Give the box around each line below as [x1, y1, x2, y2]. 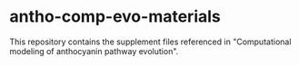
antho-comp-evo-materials [9, 6, 221, 27]
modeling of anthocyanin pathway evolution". [9, 45, 179, 56]
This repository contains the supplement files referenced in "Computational [9, 36, 292, 47]
